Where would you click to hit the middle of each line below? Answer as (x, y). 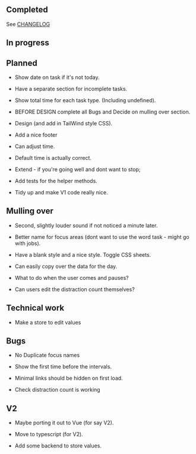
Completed (27, 10)
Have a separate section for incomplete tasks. (71, 89)
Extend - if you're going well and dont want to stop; (78, 169)
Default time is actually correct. (53, 158)
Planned (22, 63)
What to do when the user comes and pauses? (72, 278)
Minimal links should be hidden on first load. (69, 378)
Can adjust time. (35, 146)
